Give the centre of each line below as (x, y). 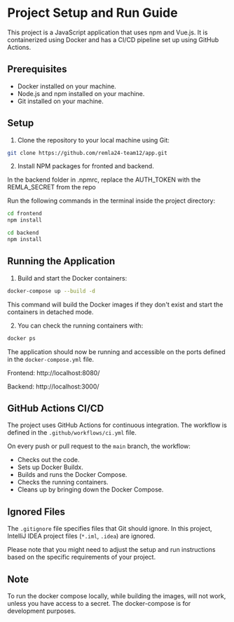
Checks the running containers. (63, 482)
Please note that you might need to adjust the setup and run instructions (111, 550)
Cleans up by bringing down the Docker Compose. (90, 489)
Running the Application (61, 261)
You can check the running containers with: (80, 325)
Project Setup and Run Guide (92, 13)
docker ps (22, 338)
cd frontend (25, 214)
